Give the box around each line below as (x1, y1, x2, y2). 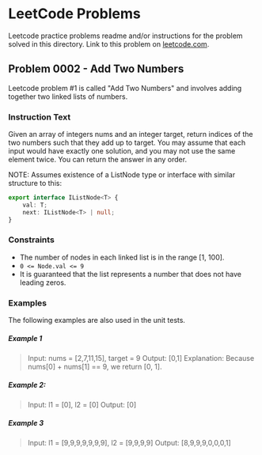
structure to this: (8, 179, 62, 188)
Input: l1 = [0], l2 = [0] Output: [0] (27, 400, 137, 410)
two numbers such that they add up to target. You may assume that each (8, 138, 246, 147)
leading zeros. (19, 278, 66, 287)
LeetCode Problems (8, 5, 141, 23)
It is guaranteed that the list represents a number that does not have (19, 269, 241, 279)
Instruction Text (8, 112, 71, 123)
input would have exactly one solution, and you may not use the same (8, 146, 236, 156)
